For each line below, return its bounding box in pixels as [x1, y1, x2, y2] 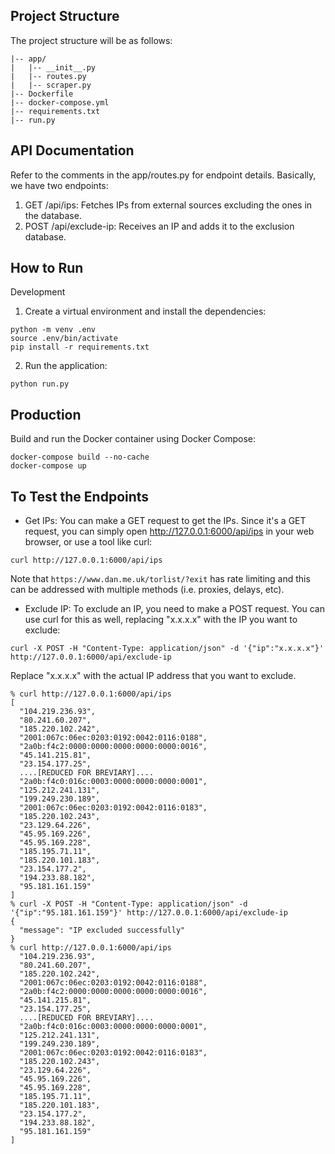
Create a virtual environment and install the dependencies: [24, 305, 267, 318]
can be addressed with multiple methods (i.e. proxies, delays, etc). [10, 584, 285, 596]
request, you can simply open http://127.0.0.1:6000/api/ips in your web [24, 525, 315, 538]
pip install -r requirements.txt [10, 342, 150, 353]
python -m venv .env [10, 325, 97, 335]
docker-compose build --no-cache [10, 452, 150, 463]
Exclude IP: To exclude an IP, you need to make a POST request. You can [24, 603, 326, 615]
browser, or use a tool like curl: [24, 536, 153, 548]
